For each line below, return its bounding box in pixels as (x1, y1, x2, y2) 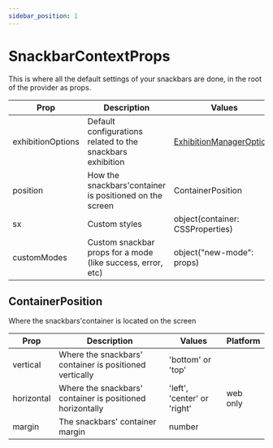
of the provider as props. (8, 82, 92, 92)
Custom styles (87, 218, 142, 229)
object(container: (173, 213, 240, 224)
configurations (87, 125, 144, 137)
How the (87, 169, 120, 181)
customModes (12, 251, 67, 263)
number (169, 421, 199, 433)
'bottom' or (169, 354, 211, 366)
